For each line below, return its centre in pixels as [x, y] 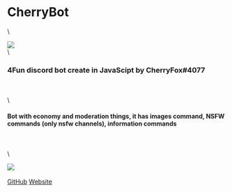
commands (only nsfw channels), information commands [92, 124]
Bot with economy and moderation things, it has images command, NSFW [116, 116]
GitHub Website [30, 182]
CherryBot [38, 12]
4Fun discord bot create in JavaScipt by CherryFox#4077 [106, 70]
